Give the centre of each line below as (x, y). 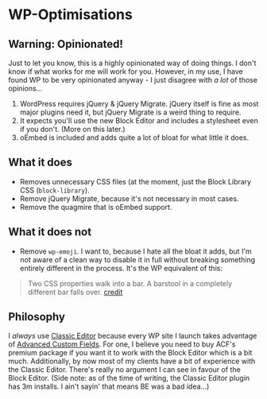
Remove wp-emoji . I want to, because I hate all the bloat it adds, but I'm (135, 251)
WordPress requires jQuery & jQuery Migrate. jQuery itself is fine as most (139, 104)
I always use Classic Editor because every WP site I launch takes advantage (133, 336)
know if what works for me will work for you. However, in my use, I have (126, 72)
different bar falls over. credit (75, 292)
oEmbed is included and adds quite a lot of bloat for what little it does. (134, 138)
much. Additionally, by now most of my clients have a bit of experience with (132, 361)
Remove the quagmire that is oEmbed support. (96, 207)
